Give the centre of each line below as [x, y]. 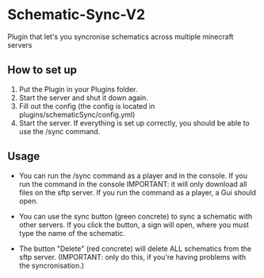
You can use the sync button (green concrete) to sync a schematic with [136, 216]
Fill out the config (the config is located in [87, 106]
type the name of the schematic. [72, 233]
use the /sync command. [59, 131]
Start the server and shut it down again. [83, 98]
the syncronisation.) [52, 265]
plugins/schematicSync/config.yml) [77, 114]
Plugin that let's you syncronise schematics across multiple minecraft [121, 37]
